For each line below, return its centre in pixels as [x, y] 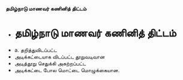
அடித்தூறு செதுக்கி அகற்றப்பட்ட [50, 63]
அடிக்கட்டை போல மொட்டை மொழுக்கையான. [67, 70]
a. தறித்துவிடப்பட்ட [36, 50]
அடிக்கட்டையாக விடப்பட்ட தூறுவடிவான [60, 57]
